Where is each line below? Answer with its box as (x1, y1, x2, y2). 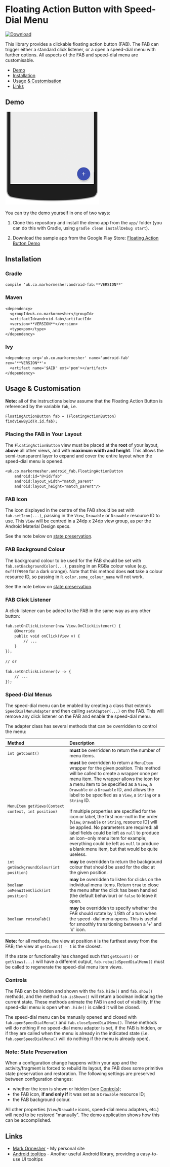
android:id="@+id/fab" (14, 474, 62, 479)
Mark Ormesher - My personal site (12, 1145, 85, 1151)
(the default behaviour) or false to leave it (69, 892, 157, 898)
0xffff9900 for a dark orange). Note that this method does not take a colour (5, 568, 163, 574)
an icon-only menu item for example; (69, 835, 147, 841)
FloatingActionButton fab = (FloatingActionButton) (5, 414, 116, 419)
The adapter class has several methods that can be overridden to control (5, 723, 157, 729)
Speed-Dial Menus (5, 691, 52, 698)
